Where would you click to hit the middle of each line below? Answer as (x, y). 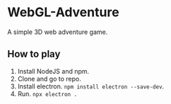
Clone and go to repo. (49, 79)
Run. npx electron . (47, 93)
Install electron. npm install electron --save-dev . (91, 86)
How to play (34, 54)
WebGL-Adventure (63, 12)
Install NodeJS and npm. (53, 71)
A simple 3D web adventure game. (58, 32)
